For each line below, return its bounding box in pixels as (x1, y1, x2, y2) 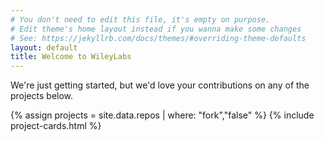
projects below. (10, 90, 74, 102)
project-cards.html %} (10, 120, 102, 132)
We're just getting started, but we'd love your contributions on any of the (10, 79, 310, 91)
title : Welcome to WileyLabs (10, 52, 132, 62)
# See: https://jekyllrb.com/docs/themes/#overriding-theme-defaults (10, 33, 307, 43)
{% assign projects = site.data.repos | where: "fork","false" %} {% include (10, 109, 315, 121)
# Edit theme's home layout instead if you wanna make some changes (10, 24, 302, 34)
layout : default (10, 42, 78, 53)
